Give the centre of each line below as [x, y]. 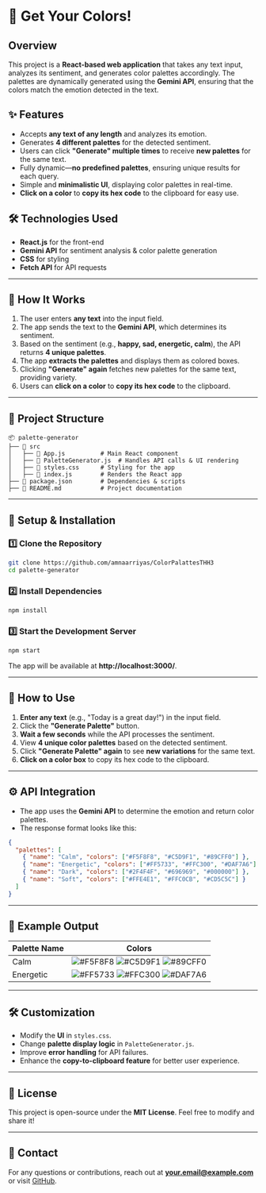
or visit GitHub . [32, 1180]
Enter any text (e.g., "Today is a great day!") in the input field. [120, 717]
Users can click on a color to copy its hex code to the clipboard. [125, 386]
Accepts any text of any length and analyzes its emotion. [113, 133]
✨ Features [36, 115]
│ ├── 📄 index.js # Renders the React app [95, 475]
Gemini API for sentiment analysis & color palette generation [118, 250]
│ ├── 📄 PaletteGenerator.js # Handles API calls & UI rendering [123, 461]
